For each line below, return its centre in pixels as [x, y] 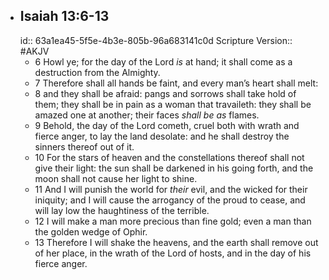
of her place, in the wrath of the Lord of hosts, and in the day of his [173, 253]
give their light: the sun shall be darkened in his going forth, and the [174, 168]
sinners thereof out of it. [84, 146]
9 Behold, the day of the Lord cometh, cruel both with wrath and [167, 125]
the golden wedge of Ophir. [91, 231]
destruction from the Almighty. [97, 72]
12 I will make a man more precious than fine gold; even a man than [173, 221]
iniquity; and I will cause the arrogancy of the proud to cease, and [170, 200]
